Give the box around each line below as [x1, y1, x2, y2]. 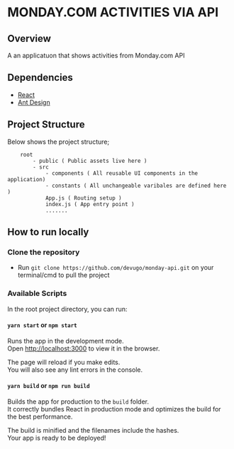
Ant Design [17, 98, 51, 106]
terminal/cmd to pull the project [17, 271, 110, 280]
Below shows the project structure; [7, 137, 110, 146]
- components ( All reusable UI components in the [45, 169, 199, 177]
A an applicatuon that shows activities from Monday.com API [7, 51, 185, 59]
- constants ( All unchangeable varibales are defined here [45, 182, 227, 189]
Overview [7, 33, 52, 45]
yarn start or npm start [7, 321, 77, 329]
